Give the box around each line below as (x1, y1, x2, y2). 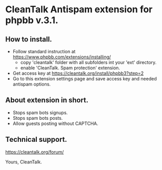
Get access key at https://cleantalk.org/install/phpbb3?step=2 (12, 70, 144, 76)
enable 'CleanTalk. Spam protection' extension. (20, 65, 120, 71)
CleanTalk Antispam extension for (5, 4, 153, 15)
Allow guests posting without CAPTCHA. (12, 120, 98, 126)
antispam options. (12, 81, 51, 87)
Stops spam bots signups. (12, 109, 68, 116)
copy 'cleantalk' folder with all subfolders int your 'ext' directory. (20, 59, 157, 65)
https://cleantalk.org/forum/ (5, 148, 64, 155)
